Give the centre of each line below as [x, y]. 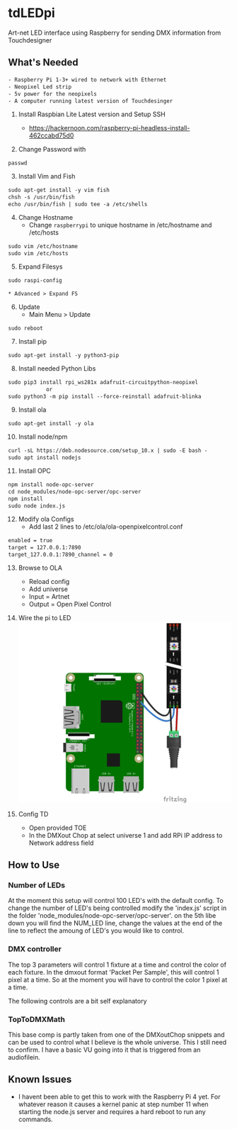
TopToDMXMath [37, 1019]
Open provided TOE [58, 828]
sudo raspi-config [35, 280]
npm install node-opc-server [51, 484]
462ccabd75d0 [51, 135]
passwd [18, 163]
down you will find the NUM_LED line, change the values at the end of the [115, 923]
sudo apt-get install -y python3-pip [64, 355]
